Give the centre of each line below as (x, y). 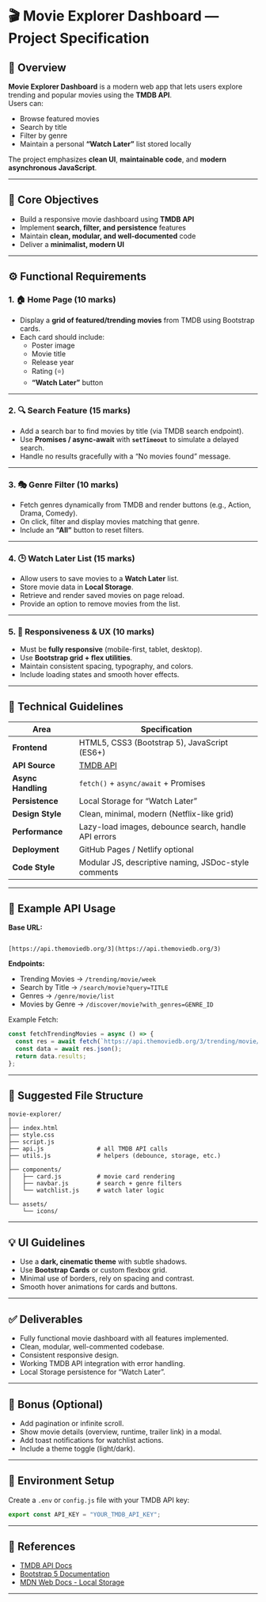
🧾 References (42, 1547)
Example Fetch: (33, 1020)
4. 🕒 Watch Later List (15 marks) (72, 558)
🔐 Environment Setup (61, 1481)
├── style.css (32, 1135)
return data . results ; (51, 1056)
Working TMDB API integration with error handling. (102, 1364)
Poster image (53, 345)
